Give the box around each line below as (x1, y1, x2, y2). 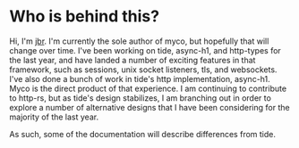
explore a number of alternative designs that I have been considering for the (9, 102, 290, 112)
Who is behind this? (9, 6, 159, 27)
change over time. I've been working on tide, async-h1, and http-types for (9, 45, 282, 55)
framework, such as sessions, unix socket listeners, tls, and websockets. (9, 64, 278, 75)
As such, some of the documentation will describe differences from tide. (9, 128, 276, 139)
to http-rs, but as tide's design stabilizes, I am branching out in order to (9, 92, 271, 103)
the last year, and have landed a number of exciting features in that (9, 54, 256, 65)
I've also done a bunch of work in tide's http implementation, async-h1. (9, 73, 270, 84)
